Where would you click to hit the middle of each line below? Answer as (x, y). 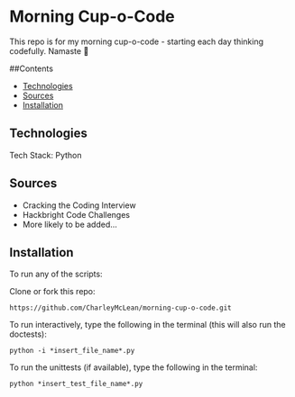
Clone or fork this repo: (53, 292)
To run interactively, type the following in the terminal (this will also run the (147, 325)
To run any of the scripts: (56, 274)
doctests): (28, 334)
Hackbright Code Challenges (76, 214)
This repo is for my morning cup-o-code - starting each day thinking (137, 41)
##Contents (32, 68)
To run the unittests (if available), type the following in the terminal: (134, 367)
